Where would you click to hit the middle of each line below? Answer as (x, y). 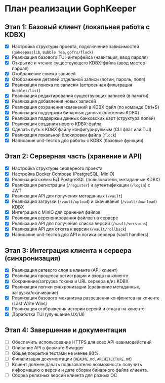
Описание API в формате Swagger (48, 347)
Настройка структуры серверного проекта (57, 168)
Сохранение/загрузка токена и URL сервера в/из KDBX (70, 281)
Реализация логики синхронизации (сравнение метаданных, (76, 287)
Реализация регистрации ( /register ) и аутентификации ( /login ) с (81, 185)
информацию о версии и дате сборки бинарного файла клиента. (80, 370)
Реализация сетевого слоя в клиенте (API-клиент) (65, 270)
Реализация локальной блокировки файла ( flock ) (64, 135)
